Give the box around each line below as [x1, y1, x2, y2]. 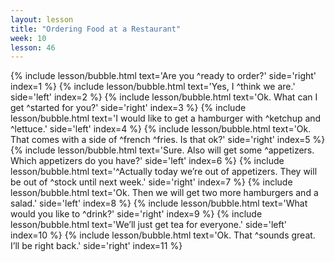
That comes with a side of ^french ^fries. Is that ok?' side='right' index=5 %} [10, 134, 326, 146]
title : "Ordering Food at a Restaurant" [10, 24, 182, 34]
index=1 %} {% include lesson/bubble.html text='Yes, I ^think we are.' [10, 81, 296, 93]
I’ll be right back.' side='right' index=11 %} [10, 240, 183, 252]
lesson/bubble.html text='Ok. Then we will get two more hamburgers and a [10, 187, 319, 199]
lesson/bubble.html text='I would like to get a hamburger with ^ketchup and [10, 112, 322, 125]
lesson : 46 [10, 42, 56, 53]
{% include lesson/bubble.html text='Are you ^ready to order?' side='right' [10, 70, 317, 82]
